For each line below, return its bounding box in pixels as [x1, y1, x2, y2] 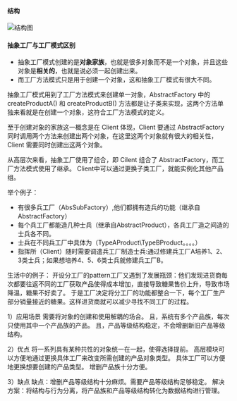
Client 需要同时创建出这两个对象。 [7, 141, 107, 149]
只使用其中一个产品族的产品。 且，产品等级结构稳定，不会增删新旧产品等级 [7, 321, 226, 330]
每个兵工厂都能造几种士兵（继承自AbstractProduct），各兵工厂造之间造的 [17, 221, 229, 229]
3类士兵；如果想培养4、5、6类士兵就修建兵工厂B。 [17, 256, 167, 264]
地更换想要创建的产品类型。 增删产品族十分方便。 [7, 363, 152, 371]
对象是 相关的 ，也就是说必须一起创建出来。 [17, 67, 142, 75]
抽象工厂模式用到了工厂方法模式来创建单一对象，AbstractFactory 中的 [7, 90, 210, 99]
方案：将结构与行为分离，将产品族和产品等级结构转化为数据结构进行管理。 [7, 386, 224, 395]
